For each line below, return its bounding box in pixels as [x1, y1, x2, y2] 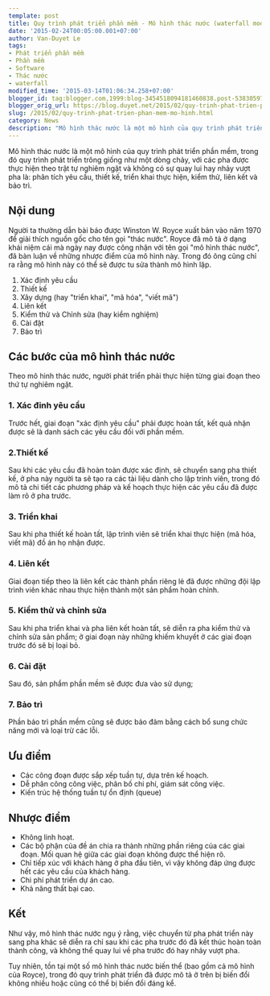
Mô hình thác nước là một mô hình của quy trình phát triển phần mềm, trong [8, 146, 259, 156]
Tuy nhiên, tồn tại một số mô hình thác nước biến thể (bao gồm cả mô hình [8, 961, 255, 971]
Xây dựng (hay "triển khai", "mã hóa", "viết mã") [19, 292, 179, 302]
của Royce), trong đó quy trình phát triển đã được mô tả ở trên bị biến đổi [8, 969, 251, 979]
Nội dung [8, 204, 55, 218]
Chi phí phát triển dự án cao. [19, 875, 115, 885]
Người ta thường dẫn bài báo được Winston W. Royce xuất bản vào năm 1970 [8, 225, 262, 234]
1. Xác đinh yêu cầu [8, 400, 86, 411]
